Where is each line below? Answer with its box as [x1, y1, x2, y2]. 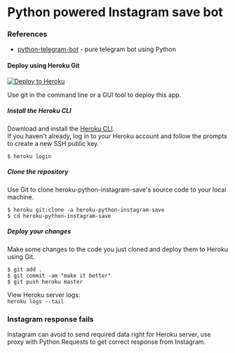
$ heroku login [7, 152, 52, 160]
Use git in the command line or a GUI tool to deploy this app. [7, 91, 182, 99]
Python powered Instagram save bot [7, 4, 223, 20]
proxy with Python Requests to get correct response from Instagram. [7, 338, 206, 346]
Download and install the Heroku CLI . [7, 124, 115, 133]
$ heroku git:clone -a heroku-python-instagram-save [7, 206, 165, 213]
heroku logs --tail [7, 298, 65, 305]
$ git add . [7, 266, 42, 273]
